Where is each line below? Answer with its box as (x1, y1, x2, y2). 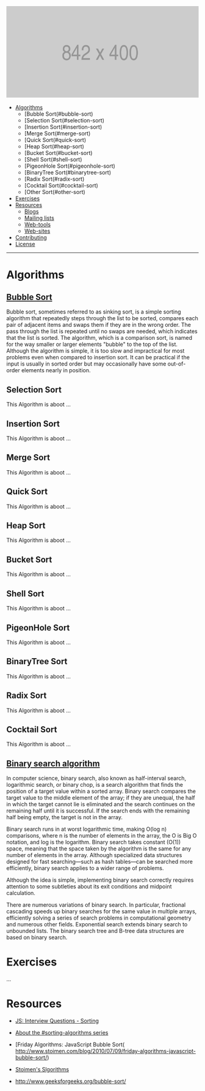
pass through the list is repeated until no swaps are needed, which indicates (6, 328, 198, 335)
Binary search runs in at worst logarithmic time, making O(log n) (6, 825, 167, 833)
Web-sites (24, 227, 51, 235)
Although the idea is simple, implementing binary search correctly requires (6, 876, 194, 884)
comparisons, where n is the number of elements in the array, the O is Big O (6, 832, 197, 839)
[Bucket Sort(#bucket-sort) (24, 149, 93, 157)
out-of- (167, 360, 186, 367)
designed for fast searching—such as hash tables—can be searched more (6, 858, 193, 866)
